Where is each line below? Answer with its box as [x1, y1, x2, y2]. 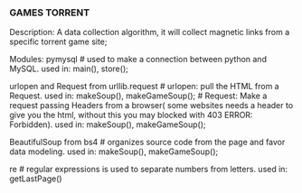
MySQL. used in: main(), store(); [9, 63, 128, 74]
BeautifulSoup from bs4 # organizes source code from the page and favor [9, 137, 286, 148]
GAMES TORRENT [9, 6, 90, 19]
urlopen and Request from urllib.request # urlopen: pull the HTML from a [9, 81, 279, 92]
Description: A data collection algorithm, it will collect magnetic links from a [9, 27, 290, 38]
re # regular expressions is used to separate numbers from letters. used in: [9, 164, 288, 175]
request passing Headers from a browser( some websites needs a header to [9, 100, 294, 111]
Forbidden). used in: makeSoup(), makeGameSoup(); [9, 119, 206, 130]
